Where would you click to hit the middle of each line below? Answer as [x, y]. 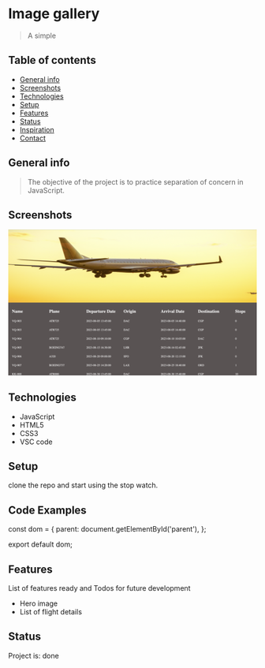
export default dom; [40, 544]
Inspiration [37, 129]
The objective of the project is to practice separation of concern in [135, 181]
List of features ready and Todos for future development [99, 588]
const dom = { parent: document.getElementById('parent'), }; [107, 529]
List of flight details [51, 611]
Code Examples [47, 510]
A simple [42, 35]
